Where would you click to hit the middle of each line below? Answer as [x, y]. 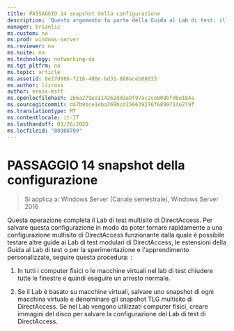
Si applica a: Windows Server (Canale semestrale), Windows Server [122, 199]
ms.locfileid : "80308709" [45, 131]
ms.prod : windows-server [43, 40]
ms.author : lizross [36, 85]
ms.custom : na [28, 33]
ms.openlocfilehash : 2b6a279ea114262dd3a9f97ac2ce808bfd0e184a [101, 98]
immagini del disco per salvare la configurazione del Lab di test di [111, 314]
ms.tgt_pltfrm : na [34, 66]
